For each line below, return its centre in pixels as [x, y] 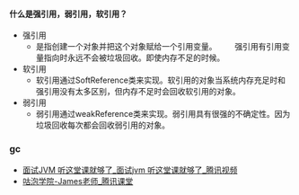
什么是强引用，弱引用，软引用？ [68, 13]
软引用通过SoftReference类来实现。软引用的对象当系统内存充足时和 [160, 80]
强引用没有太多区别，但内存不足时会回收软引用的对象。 [138, 92]
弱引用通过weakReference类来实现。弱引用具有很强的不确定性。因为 [163, 114]
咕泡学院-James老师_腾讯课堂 [78, 181]
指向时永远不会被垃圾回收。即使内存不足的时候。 [134, 58]
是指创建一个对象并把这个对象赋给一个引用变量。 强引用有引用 [159, 47]
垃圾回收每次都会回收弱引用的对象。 [103, 125]
